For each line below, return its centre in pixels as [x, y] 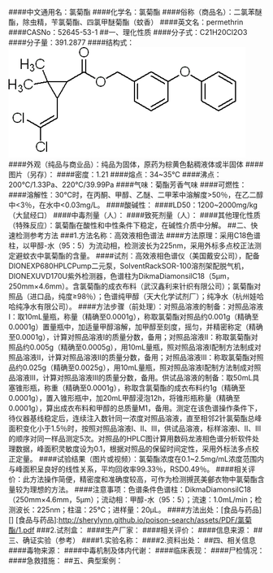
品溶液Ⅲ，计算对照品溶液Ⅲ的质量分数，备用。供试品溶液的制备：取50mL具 [134, 378]
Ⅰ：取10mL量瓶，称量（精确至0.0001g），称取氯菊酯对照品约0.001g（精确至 [134, 317]
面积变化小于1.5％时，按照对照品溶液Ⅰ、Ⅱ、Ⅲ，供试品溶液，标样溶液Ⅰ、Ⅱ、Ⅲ [135, 428]
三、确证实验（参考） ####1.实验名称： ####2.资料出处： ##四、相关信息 [132, 540]
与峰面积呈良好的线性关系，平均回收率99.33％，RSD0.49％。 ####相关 [128, 469]
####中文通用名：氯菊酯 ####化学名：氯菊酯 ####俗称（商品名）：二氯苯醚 [135, 12]
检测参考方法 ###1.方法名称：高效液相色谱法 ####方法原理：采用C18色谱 [138, 235]
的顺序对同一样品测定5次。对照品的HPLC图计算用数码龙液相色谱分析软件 [130, 438]
